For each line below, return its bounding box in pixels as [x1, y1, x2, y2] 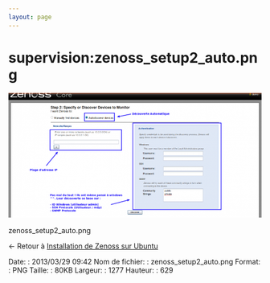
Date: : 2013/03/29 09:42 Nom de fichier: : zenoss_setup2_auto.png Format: [8, 256, 261, 266]
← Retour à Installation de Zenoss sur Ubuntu [8, 241, 158, 251]
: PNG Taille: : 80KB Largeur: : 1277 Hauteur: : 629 [8, 265, 174, 275]
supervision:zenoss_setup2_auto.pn [8, 48, 259, 67]
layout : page [8, 13, 52, 21]
